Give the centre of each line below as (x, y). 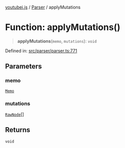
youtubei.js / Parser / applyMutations (43, 7)
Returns (18, 130)
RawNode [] (15, 114)
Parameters (24, 67)
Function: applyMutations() (63, 27)
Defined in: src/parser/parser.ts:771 (41, 51)
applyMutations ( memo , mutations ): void (57, 41)
